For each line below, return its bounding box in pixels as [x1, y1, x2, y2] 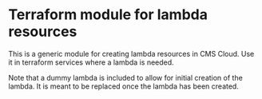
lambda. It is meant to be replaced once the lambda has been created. [8, 81, 240, 91]
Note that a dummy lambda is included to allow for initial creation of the [8, 73, 244, 82]
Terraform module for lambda [8, 6, 208, 24]
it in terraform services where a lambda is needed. [8, 57, 174, 67]
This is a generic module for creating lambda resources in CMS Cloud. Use [8, 49, 255, 58]
